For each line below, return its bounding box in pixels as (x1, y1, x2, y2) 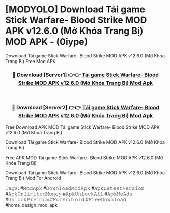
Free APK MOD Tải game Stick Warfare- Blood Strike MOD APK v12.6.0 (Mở (5, 154, 163, 161)
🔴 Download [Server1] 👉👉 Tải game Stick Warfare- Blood (12, 71, 159, 78)
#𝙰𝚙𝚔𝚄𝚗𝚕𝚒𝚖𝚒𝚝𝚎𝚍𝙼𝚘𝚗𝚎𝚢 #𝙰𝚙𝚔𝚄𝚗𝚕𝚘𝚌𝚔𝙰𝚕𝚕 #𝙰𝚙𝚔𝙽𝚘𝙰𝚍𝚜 (5, 191, 133, 197)
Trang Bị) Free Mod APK (5, 58, 56, 64)
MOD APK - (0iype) (5, 36, 88, 48)
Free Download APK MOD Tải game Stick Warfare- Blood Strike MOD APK (5, 124, 160, 130)
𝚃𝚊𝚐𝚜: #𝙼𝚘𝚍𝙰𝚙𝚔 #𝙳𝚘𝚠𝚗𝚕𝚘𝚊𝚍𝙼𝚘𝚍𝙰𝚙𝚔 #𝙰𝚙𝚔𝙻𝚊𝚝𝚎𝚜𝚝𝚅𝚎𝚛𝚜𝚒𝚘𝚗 (5, 185, 145, 191)
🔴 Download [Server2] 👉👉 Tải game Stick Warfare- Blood (12, 104, 159, 111)
